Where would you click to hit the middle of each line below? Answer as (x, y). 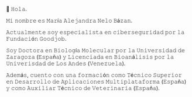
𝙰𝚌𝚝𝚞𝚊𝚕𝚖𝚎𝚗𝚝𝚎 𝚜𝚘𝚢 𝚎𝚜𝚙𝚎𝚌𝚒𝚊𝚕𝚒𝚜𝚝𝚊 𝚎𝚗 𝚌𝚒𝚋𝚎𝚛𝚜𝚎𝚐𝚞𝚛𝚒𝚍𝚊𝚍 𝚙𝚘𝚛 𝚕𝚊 (95, 32)
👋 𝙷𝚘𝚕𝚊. (17, 9)
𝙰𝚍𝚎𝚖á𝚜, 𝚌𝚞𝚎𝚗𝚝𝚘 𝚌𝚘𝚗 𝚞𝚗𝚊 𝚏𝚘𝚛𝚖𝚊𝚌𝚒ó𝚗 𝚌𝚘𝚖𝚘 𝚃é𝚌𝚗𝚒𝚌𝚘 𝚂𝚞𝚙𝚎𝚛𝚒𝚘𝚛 (94, 75)
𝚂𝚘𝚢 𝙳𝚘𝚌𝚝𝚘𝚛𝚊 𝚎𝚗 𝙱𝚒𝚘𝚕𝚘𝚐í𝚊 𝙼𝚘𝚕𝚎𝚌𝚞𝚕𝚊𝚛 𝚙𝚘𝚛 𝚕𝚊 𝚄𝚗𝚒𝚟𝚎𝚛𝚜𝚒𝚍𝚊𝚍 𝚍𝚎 (96, 50)
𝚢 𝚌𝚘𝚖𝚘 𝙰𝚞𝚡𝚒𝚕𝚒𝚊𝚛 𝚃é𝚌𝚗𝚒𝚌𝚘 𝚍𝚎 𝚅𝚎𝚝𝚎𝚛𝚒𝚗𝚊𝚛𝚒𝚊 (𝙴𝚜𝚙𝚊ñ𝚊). (83, 88)
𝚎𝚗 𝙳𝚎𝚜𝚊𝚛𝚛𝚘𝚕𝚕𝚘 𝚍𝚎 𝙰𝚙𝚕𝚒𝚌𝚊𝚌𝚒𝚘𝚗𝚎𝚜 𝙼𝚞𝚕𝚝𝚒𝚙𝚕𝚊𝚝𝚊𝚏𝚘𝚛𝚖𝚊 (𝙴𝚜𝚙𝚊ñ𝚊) (96, 82)
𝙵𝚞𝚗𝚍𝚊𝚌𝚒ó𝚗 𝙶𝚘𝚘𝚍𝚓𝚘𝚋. (36, 39)
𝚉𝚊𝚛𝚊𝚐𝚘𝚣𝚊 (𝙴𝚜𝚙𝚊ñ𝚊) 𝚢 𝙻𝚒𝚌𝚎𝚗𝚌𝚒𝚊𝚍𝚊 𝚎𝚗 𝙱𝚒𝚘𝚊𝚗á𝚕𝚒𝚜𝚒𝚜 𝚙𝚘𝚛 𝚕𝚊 (90, 57)
